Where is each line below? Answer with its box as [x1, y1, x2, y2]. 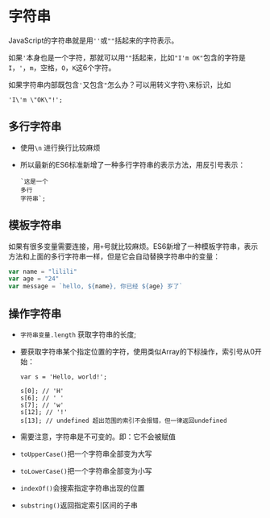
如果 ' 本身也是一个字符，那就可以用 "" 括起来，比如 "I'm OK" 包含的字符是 [8, 52, 246, 62]
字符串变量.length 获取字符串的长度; [19, 329, 137, 339]
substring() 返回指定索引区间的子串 [19, 500, 139, 510]
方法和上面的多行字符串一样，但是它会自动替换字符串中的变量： [8, 251, 220, 261]
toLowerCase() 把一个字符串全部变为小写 [19, 466, 152, 475]
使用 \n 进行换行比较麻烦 [19, 143, 101, 152]
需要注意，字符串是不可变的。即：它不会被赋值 [19, 432, 176, 441]
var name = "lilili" [8, 267, 78, 276]
